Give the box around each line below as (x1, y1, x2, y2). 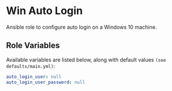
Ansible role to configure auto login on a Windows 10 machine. (6, 23, 157, 31)
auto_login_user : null (6, 73, 62, 80)
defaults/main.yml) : (6, 62, 55, 69)
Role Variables (6, 41, 60, 50)
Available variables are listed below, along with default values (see (6, 56, 166, 63)
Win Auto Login (6, 4, 83, 18)
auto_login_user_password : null (6, 79, 85, 85)
